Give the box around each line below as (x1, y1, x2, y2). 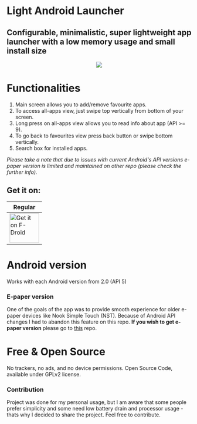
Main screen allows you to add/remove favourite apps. (15, 101, 147, 108)
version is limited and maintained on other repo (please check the (22, 162, 181, 169)
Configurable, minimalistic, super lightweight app (6, 28, 192, 38)
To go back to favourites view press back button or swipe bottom (15, 132, 173, 139)
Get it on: (6, 186, 41, 196)
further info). (6, 169, 38, 176)
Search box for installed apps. (15, 144, 88, 152)
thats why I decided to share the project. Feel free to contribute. (6, 411, 161, 418)
